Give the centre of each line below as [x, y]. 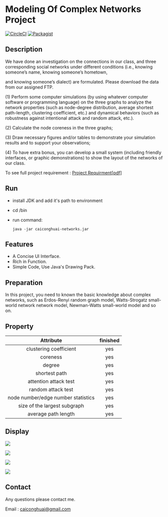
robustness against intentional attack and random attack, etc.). [69, 118]
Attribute [51, 340]
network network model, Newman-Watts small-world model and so [87, 305]
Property [19, 326]
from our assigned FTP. [29, 87]
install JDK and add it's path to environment [57, 200]
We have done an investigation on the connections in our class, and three [81, 61]
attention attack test [51, 381]
